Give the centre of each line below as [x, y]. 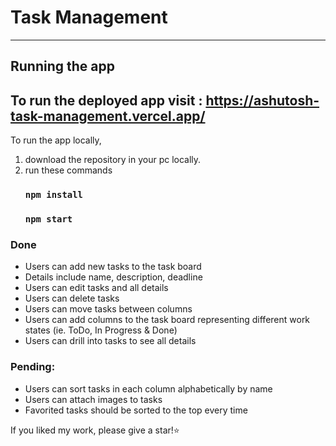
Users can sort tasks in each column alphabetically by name [148, 388]
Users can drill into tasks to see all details [110, 341]
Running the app [62, 66]
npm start [48, 219]
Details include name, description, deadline [113, 277]
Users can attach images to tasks [93, 399]
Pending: [33, 367]
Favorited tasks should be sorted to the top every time [136, 410]
